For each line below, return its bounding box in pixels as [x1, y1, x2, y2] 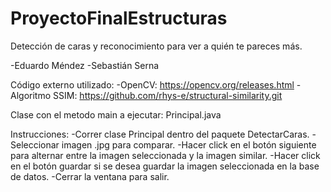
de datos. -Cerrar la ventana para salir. [10, 170, 170, 182]
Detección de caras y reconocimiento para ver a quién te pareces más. [10, 40, 303, 52]
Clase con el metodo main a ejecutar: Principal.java [10, 108, 222, 121]
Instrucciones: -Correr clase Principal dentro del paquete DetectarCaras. [10, 128, 310, 140]
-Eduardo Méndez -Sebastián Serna [10, 59, 160, 71]
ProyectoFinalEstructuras [10, 7, 228, 30]
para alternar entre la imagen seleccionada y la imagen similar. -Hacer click [10, 149, 321, 161]
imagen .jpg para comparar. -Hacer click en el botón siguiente [61, 138, 317, 151]
